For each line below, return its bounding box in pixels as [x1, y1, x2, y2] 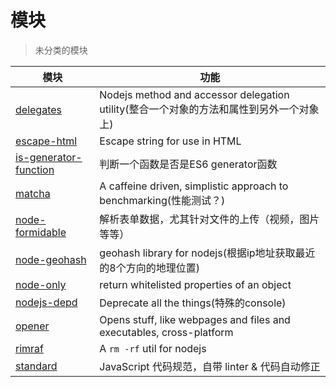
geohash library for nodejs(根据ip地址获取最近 [99, 246, 316, 260]
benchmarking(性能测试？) [99, 193, 226, 207]
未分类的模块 [34, 44, 88, 56]
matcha [15, 186, 51, 200]
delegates [15, 102, 62, 116]
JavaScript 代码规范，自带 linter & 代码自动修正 [99, 359, 321, 373]
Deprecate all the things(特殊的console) [99, 296, 287, 310]
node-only [15, 277, 67, 291]
